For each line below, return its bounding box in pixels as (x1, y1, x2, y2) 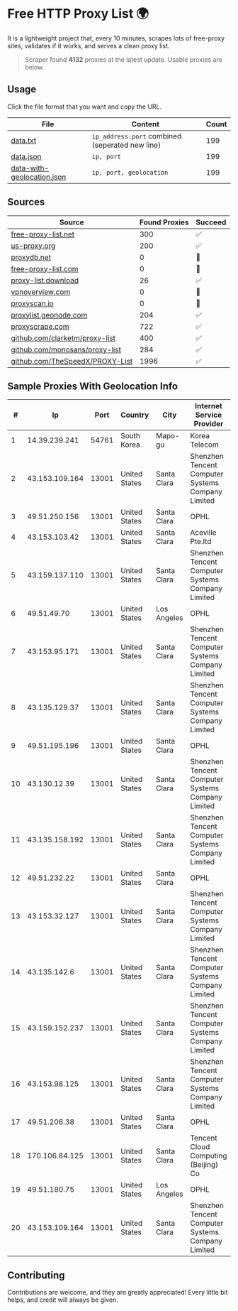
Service (195, 410, 222, 420)
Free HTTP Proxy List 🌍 (7, 6, 149, 22)
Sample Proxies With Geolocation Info (7, 380, 178, 392)
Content (131, 119, 160, 129)
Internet (194, 401, 223, 411)
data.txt (11, 136, 37, 146)
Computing (190, 1151, 227, 1161)
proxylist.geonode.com (11, 310, 88, 320)
